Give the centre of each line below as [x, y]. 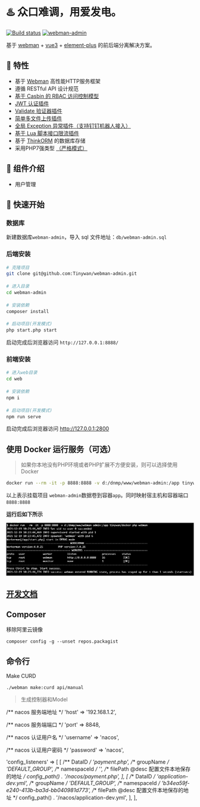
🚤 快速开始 [25, 204]
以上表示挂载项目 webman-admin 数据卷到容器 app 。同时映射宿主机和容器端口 [97, 495]
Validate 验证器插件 [38, 111]
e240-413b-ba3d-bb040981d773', [49, 790]
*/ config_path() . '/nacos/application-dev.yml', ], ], [75, 797]
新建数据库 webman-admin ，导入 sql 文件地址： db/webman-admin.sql [87, 237]
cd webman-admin [26, 293]
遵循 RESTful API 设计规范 [47, 88]
